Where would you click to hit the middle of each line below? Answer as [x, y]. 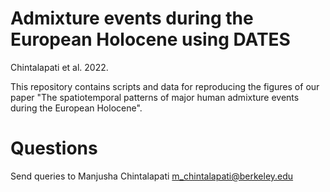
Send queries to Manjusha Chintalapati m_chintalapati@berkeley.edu [152, 176]
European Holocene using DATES [150, 39]
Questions [54, 148]
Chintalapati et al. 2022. [59, 67]
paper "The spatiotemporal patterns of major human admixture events [155, 97]
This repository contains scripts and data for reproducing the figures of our [165, 86]
